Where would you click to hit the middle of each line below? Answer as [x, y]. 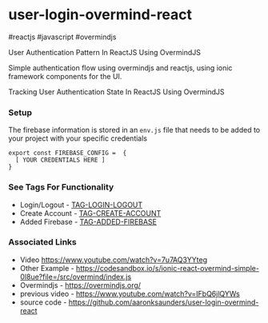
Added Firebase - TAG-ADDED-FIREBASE [88, 221]
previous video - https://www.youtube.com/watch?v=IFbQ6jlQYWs [130, 293]
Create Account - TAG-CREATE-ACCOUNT [90, 213]
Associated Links [43, 242]
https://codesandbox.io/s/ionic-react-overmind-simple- [168, 268]
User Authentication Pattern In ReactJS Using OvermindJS [105, 52]
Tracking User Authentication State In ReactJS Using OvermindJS [117, 92]
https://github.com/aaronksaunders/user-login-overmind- [164, 302]
